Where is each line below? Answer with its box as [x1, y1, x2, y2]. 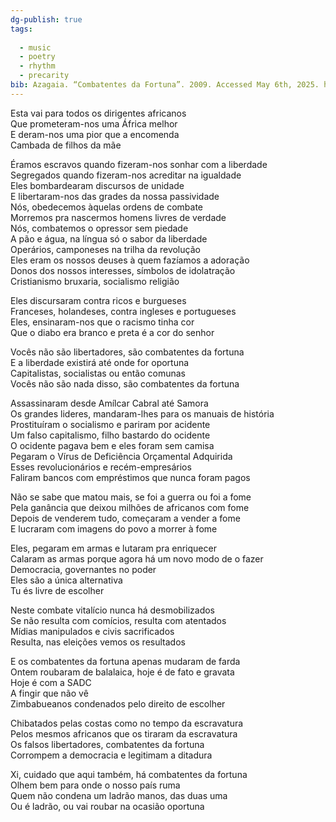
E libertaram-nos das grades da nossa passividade [10, 190, 220, 202]
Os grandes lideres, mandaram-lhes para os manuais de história [10, 407, 275, 420]
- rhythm [19, 61, 56, 71]
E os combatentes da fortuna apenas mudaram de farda [10, 655, 241, 667]
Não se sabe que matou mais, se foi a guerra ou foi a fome [10, 491, 252, 503]
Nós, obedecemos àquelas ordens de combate [10, 201, 204, 213]
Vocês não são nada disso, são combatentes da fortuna [10, 377, 240, 390]
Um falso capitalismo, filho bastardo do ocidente [10, 429, 211, 441]
